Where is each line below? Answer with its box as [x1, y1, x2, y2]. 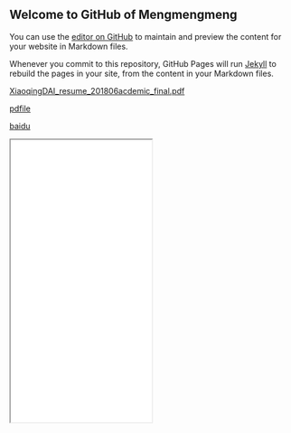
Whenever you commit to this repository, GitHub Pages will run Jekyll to [9, 58, 277, 69]
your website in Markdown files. [9, 41, 128, 52]
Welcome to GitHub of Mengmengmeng [9, 7, 238, 23]
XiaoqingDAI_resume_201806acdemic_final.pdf [9, 85, 185, 96]
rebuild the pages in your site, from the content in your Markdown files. [9, 68, 274, 79]
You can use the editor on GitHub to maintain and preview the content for [9, 31, 282, 42]
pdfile [9, 103, 32, 114]
